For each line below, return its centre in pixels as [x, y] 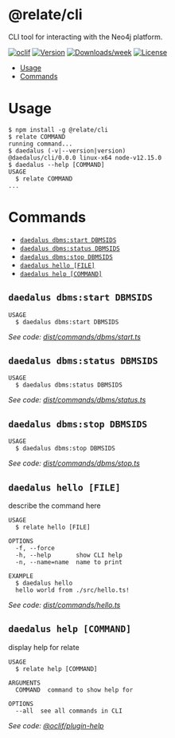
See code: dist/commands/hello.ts [64, 605]
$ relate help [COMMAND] [56, 669]
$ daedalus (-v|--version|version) [67, 151]
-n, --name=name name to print [69, 562]
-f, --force [35, 549]
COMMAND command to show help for [74, 690]
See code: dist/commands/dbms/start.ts [75, 336]
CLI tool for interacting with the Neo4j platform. [86, 37]
